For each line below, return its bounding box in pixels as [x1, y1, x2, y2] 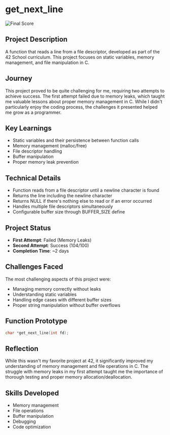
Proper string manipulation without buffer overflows [12, 302, 120, 308]
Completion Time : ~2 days [12, 248, 69, 254]
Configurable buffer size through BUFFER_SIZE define [12, 209, 125, 215]
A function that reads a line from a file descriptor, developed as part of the [5, 48, 160, 54]
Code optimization [12, 424, 51, 430]
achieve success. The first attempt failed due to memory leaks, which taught [5, 93, 165, 99]
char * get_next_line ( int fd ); [5, 330, 69, 335]
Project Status [5, 224, 52, 232]
